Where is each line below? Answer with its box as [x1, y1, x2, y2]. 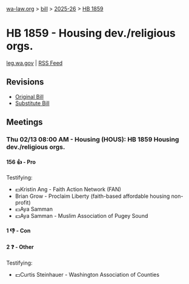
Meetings [6, 117, 44, 127]
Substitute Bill [15, 100, 50, 107]
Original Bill [15, 93, 44, 100]
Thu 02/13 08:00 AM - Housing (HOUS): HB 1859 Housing [6, 135, 179, 144]
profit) [15, 199, 31, 206]
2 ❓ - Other [6, 243, 35, 251]
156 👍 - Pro [6, 158, 36, 166]
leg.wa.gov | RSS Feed [6, 59, 63, 66]
